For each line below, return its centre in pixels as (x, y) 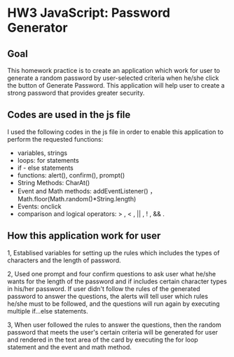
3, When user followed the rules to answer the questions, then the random (115, 325)
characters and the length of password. (64, 260)
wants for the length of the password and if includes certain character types (117, 281)
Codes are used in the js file (69, 115)
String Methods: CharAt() (54, 182)
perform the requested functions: (55, 139)
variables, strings (42, 153)
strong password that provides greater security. (76, 93)
